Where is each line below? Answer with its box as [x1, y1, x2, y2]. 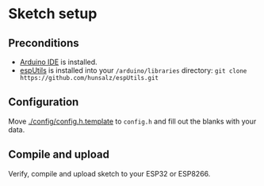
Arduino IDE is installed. [19, 57, 98, 66]
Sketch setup [8, 5, 98, 23]
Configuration [8, 96, 79, 109]
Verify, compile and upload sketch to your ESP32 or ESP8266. [8, 169, 211, 178]
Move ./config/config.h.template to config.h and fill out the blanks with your [8, 116, 257, 126]
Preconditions [8, 36, 79, 50]
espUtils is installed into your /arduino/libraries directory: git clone [19, 66, 247, 75]
